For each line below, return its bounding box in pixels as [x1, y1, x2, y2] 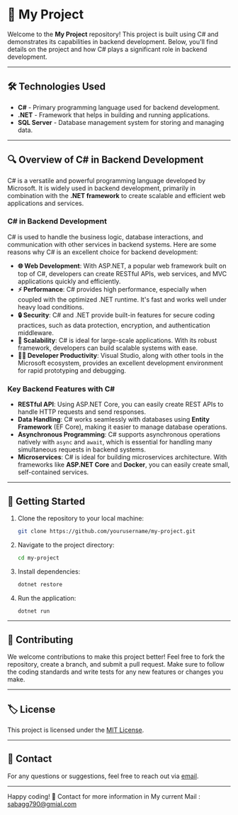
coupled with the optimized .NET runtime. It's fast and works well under [17, 295, 227, 304]
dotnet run [17, 607, 50, 615]
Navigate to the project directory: [17, 540, 115, 549]
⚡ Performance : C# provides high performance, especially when [17, 285, 207, 293]
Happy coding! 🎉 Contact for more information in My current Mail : [7, 792, 200, 801]
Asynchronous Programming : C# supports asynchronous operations [17, 430, 221, 439]
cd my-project [17, 554, 59, 562]
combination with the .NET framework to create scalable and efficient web [7, 191, 226, 199]
